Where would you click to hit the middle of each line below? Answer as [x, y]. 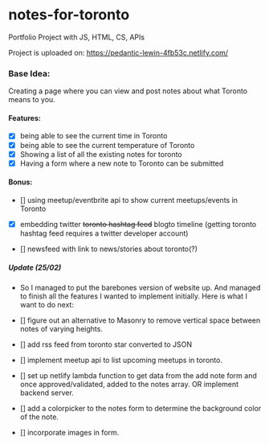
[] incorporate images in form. [69, 432]
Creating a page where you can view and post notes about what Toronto [128, 91]
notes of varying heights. [61, 328]
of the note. [39, 417]
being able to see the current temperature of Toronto [107, 145]
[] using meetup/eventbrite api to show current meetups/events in [129, 200]
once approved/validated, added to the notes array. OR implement [129, 384]
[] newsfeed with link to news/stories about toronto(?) [109, 249]
